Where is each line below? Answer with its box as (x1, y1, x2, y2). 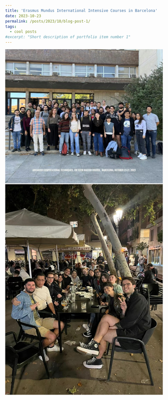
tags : (5, 24, 16, 29)
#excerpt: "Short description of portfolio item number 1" (5, 35, 131, 40)
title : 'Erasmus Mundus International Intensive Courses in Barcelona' (5, 8, 157, 13)
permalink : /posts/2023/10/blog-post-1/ (5, 19, 91, 24)
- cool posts (9, 29, 37, 35)
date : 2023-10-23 (5, 13, 41, 19)
